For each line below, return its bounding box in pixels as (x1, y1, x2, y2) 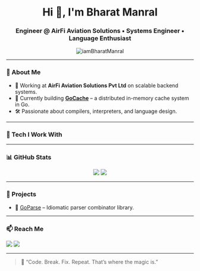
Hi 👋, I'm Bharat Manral (42, 5, 158, 19)
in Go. (14, 101, 30, 108)
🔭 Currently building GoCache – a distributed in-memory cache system (14, 94, 189, 101)
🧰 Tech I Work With (6, 130, 62, 138)
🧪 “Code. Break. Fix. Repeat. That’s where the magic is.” (20, 258, 158, 265)
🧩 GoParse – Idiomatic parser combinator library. (14, 204, 135, 211)
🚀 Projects (6, 190, 37, 199)
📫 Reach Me (6, 224, 44, 233)
